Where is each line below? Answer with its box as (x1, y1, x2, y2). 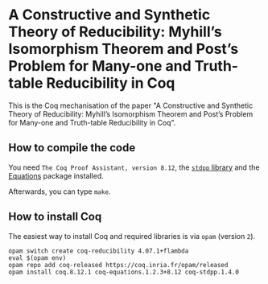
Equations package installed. (8, 171, 105, 180)
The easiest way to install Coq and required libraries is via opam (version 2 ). (8, 231, 256, 241)
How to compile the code (8, 141, 136, 154)
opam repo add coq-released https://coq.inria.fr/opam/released (8, 261, 229, 269)
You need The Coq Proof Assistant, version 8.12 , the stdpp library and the (8, 163, 260, 172)
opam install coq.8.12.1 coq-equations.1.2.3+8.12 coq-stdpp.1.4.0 (8, 268, 240, 276)
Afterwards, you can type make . (8, 187, 111, 196)
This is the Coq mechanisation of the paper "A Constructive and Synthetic (8, 101, 254, 110)
